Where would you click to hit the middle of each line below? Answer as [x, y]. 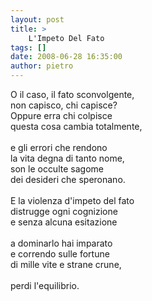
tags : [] [28, 47]
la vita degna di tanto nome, [67, 158]
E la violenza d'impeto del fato [72, 200]
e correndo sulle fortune [60, 254]
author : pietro [42, 66]
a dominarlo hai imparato [61, 243]
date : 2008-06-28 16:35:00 [66, 57]
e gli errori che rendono [59, 147]
